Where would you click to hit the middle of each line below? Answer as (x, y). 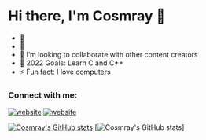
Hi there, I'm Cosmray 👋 (87, 16)
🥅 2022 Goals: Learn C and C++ (72, 63)
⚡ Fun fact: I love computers (65, 72)
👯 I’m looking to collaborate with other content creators (109, 54)
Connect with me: (43, 95)
